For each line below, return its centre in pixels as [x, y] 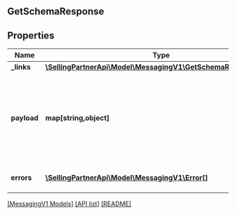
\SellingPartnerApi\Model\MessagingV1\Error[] [127, 178]
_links [21, 67]
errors [21, 178]
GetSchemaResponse [56, 12]
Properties [31, 35]
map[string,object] [78, 118]
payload [25, 118]
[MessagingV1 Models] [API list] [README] [69, 204]
